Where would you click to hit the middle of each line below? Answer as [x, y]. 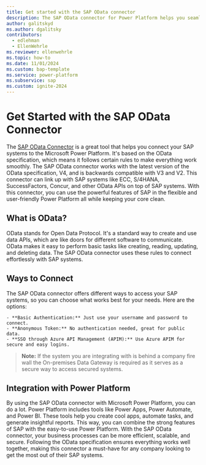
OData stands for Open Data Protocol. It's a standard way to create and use [102, 233]
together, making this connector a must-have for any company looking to [98, 448]
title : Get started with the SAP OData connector [71, 12]
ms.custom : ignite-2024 [37, 87]
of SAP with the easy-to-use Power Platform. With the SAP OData [89, 429]
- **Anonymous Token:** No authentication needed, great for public [96, 328]
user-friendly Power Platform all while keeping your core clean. [86, 199]
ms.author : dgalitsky [34, 29]
